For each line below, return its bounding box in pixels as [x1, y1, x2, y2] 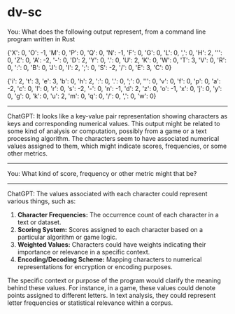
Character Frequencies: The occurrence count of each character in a [17, 210, 219, 219]
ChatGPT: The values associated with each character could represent [7, 189, 208, 198]
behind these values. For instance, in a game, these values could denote [7, 283, 215, 292]
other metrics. [7, 149, 48, 158]
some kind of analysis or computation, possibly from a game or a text [7, 127, 207, 135]
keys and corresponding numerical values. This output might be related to [7, 119, 220, 128]
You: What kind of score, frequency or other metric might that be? [7, 169, 197, 177]
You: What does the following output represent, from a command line [7, 27, 206, 36]
